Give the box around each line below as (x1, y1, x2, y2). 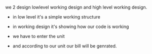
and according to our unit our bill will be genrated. (12, 43, 117, 49)
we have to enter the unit (12, 33, 65, 39)
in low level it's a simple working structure (12, 14, 100, 19)
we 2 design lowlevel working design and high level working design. (5, 4, 147, 10)
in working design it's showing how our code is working (12, 23, 129, 29)
